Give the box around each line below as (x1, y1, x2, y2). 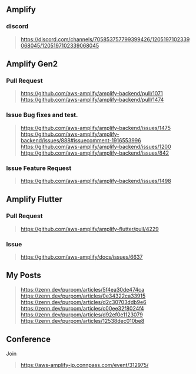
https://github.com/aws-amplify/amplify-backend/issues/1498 (20, 177, 172, 184)
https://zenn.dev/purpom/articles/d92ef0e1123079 (20, 311, 143, 318)
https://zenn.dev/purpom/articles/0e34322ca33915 (20, 292, 146, 299)
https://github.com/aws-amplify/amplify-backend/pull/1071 (20, 90, 163, 97)
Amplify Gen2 (6, 59, 58, 69)
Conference (6, 335, 51, 345)
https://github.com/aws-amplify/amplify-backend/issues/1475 (20, 124, 171, 131)
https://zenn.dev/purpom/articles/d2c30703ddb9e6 (20, 298, 147, 305)
